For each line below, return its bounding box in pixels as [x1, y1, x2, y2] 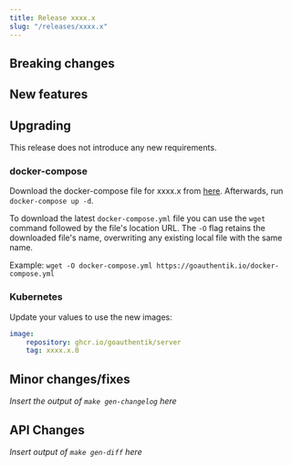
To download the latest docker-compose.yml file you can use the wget [9, 213, 266, 224]
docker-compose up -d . [9, 196, 94, 207]
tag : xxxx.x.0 [26, 346, 79, 355]
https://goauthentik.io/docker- [156, 261, 280, 270]
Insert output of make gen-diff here [9, 446, 143, 457]
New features [9, 87, 89, 102]
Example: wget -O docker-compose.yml [9, 259, 153, 270]
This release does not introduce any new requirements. [9, 143, 217, 154]
